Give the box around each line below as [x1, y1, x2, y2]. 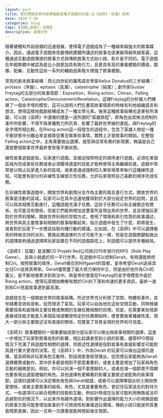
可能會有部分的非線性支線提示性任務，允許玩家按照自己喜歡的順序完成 [13, 173, 154, 179]
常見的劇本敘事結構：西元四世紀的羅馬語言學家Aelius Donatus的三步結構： [5, 78, 154, 84]
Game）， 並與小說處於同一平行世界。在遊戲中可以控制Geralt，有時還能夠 [5, 254, 151, 260]
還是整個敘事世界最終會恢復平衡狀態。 [5, 145, 81, 150]
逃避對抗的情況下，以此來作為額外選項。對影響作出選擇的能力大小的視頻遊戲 [5, 396, 158, 402]
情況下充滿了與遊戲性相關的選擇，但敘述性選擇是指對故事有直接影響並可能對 [5, 341, 158, 347]
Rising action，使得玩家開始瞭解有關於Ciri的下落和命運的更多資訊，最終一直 [5, 279, 157, 284]
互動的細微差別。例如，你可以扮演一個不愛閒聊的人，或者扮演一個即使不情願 [5, 366, 158, 371]
